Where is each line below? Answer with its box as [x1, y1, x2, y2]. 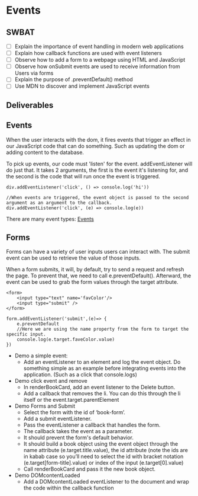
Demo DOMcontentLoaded [14, 472, 80, 479]
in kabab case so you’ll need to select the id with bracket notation [23, 453, 184, 460]
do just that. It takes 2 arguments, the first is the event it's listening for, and [6, 167, 189, 174]
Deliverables [6, 100, 54, 110]
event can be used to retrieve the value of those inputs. [6, 254, 141, 261]
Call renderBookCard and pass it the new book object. [23, 466, 155, 473]
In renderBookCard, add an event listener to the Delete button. [23, 383, 176, 391]
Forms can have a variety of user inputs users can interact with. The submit [6, 248, 190, 255]
